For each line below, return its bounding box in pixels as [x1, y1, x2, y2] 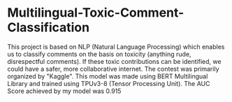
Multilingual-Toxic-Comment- [7, 5, 184, 21]
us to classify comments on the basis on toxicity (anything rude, [7, 50, 191, 58]
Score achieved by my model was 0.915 [7, 87, 122, 95]
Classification [7, 19, 89, 35]
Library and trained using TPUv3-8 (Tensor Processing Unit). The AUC [7, 79, 210, 87]
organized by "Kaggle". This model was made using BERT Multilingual [7, 71, 208, 80]
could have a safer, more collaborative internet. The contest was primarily [7, 65, 219, 73]
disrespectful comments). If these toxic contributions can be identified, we [7, 57, 222, 65]
